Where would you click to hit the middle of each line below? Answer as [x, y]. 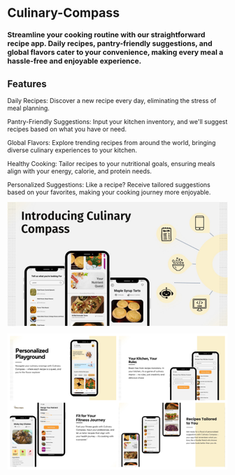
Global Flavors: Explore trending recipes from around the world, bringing [112, 142]
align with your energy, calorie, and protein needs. [80, 171]
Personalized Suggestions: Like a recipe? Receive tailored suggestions [109, 184]
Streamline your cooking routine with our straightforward [106, 35]
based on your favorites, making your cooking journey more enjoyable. [109, 192]
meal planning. [29, 108]
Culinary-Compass [64, 13]
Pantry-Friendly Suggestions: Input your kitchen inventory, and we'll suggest [117, 121]
